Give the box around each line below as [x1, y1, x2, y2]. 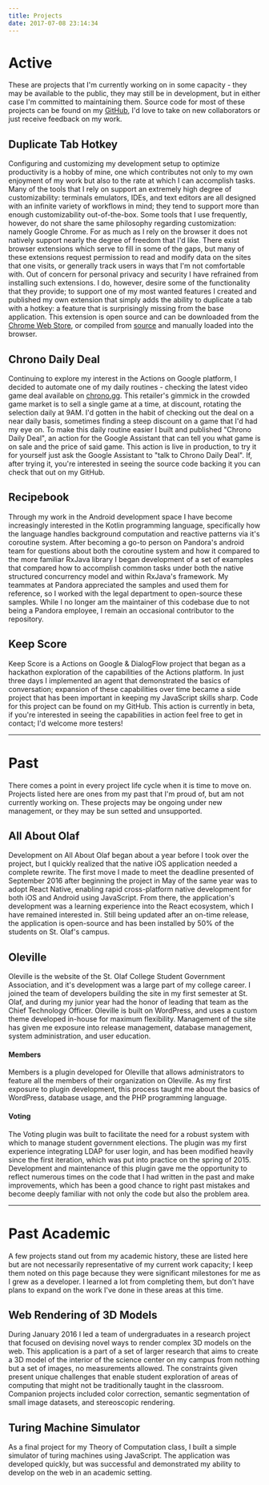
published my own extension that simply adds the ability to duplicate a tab [8, 295, 253, 305]
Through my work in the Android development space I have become [8, 512, 233, 521]
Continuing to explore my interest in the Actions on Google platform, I [8, 374, 237, 383]
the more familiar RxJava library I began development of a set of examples [8, 554, 254, 564]
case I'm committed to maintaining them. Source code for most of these [8, 97, 246, 107]
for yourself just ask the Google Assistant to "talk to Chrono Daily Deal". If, [8, 451, 253, 460]
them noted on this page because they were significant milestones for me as [8, 1268, 261, 1277]
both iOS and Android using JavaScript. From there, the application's [8, 893, 235, 903]
